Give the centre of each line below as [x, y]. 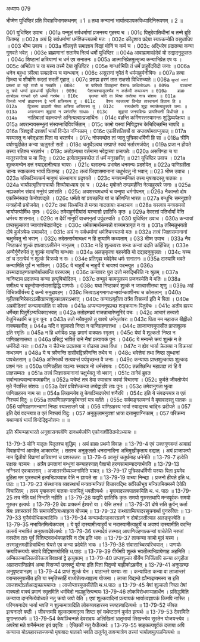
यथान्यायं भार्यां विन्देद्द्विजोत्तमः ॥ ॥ [38, 420]
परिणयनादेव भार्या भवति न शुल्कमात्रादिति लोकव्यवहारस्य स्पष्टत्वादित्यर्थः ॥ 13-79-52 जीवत [92, 605]
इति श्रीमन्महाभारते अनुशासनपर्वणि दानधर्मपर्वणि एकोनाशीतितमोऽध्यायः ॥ [71, 432]
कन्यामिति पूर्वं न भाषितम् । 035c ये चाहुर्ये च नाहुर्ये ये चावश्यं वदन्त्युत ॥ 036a [80, 265]
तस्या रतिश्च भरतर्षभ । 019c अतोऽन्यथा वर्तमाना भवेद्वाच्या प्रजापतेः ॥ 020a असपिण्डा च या [92, 151]
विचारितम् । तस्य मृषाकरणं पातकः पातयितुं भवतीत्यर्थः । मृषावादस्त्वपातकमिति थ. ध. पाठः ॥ [90, 491]
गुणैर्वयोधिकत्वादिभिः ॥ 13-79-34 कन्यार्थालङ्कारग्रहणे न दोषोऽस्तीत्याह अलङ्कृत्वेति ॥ [104, 518]
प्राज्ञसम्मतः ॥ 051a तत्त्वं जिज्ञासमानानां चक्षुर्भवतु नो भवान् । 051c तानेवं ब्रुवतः [79, 373]
